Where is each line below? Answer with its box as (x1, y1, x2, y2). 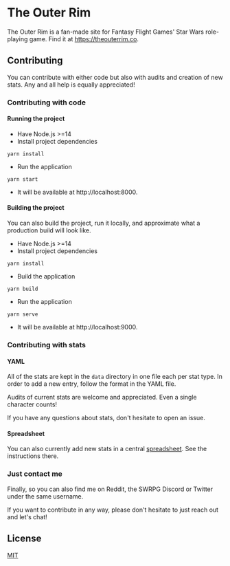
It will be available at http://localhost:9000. (16, 323, 138, 331)
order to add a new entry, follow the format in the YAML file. (7, 380, 176, 388)
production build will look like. (7, 226, 91, 235)
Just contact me (7, 469, 63, 479)
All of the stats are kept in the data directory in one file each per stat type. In (7, 373, 223, 381)
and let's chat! (7, 512, 48, 521)
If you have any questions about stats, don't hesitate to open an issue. (7, 414, 206, 422)
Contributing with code (7, 98, 86, 107)
